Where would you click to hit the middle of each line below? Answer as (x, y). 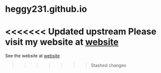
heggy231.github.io (46, 9)
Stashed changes (109, 66)
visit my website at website (62, 42)
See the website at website (32, 56)
